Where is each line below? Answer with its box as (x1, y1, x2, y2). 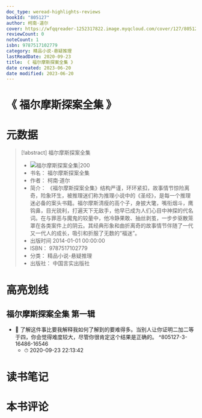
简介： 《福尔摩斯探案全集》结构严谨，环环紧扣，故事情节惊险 (29, 184, 185, 192)
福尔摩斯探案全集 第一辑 (6, 308, 95, 319)
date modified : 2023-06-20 (6, 70, 74, 76)
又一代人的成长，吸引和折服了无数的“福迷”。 (29, 229, 140, 237)
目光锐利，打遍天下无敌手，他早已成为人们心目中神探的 (46, 207, 183, 214)
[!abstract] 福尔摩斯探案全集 (20, 149, 91, 157)
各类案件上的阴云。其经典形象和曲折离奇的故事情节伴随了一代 (40, 222, 194, 229)
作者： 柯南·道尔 (29, 177, 70, 184)
